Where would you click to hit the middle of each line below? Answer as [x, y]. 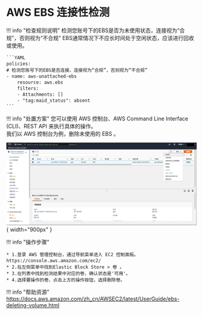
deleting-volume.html [33, 305]
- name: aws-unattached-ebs [42, 76]
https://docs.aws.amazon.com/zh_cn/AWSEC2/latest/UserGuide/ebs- [93, 299]
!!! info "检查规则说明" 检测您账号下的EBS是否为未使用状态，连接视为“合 [96, 30]
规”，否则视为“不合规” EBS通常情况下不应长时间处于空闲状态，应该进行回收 [100, 38]
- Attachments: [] [40, 94]
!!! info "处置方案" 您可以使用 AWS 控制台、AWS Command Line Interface [97, 118]
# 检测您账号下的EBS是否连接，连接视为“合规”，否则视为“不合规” [77, 70]
